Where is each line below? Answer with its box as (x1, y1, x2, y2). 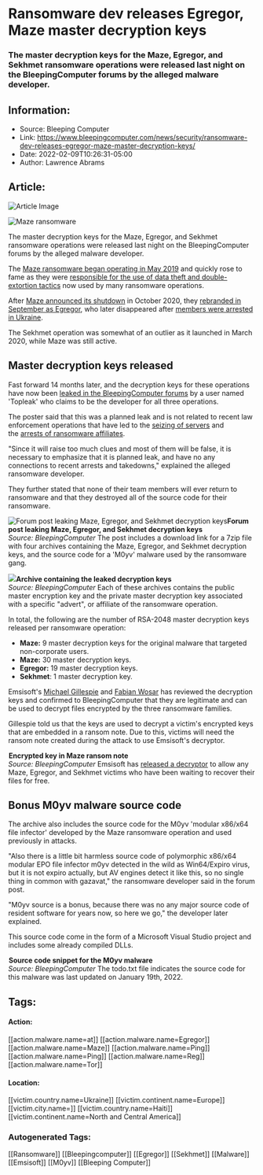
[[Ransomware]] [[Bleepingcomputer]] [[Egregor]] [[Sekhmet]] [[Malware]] (8, 1150, 250, 1159)
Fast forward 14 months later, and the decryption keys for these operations (8, 379, 250, 390)
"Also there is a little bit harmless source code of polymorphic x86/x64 (8, 852, 237, 861)
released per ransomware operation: (8, 623, 126, 632)
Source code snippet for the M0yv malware (9, 955, 153, 965)
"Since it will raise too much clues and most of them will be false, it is (8, 444, 232, 453)
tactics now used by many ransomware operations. (38, 280, 204, 290)
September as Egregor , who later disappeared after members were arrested (8, 304, 254, 313)
